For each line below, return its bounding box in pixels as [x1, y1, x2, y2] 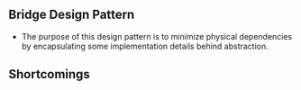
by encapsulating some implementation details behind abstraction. [21, 40, 269, 51]
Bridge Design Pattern [8, 7, 135, 22]
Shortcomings [8, 67, 91, 82]
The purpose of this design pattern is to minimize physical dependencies [21, 31, 293, 41]
